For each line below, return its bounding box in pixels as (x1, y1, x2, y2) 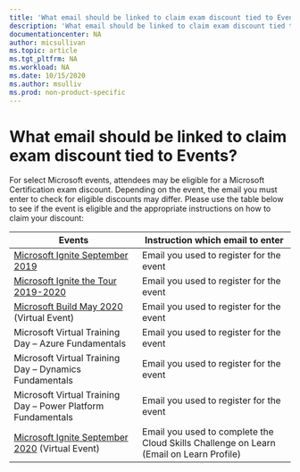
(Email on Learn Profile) (142, 448, 241, 460)
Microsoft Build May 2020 (13, 300, 123, 313)
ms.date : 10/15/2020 (9, 72, 87, 80)
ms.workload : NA (9, 63, 70, 72)
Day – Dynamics (13, 363, 82, 375)
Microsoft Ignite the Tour (13, 274, 118, 287)
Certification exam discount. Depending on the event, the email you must (9, 184, 279, 195)
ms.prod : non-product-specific (9, 88, 126, 97)
